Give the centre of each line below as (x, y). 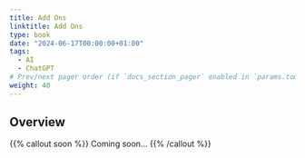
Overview (38, 122)
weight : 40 (30, 85)
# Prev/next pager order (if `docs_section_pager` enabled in (129, 77)
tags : (20, 52)
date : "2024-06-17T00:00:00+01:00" (77, 43)
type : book (30, 35)
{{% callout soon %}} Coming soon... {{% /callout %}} (110, 144)
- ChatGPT (36, 69)
